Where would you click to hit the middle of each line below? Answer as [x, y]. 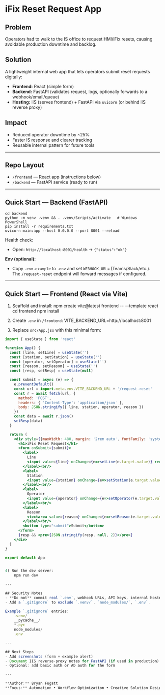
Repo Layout [25, 165]
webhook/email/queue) [36, 96]
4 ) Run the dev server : [29, 571]
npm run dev [26, 575]
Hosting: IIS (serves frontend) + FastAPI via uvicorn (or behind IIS [79, 102]
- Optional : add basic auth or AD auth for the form [60, 665]
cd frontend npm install [36, 311]
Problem [18, 27]
